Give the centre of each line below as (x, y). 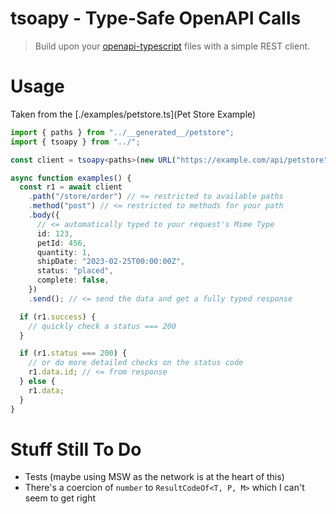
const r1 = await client (71, 187)
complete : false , (73, 280)
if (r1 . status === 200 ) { (73, 353)
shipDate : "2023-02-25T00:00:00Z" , (111, 262)
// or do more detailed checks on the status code (136, 363)
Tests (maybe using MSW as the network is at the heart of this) (154, 477)
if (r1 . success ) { (58, 317)
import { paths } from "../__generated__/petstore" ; (122, 132)
